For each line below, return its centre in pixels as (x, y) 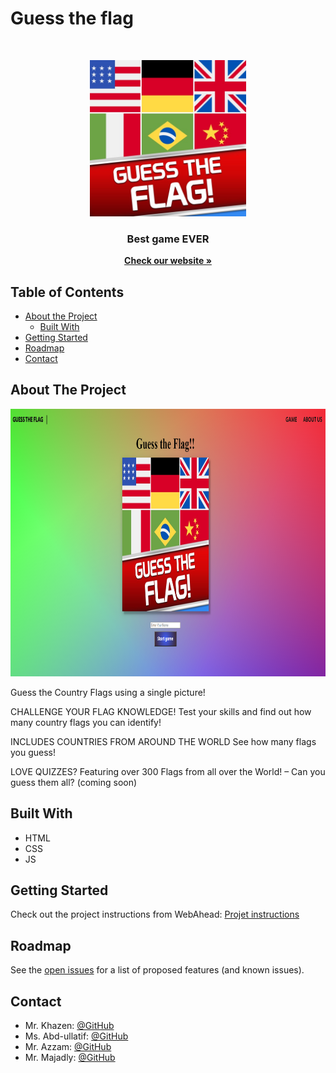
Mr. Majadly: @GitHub (70, 1058)
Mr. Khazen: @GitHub (69, 1026)
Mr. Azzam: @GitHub (68, 1047)
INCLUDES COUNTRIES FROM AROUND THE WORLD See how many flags (163, 741)
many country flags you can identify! (86, 722)
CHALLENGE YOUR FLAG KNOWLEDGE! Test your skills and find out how (161, 711)
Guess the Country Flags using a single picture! (108, 692)
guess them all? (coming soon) (74, 782)
